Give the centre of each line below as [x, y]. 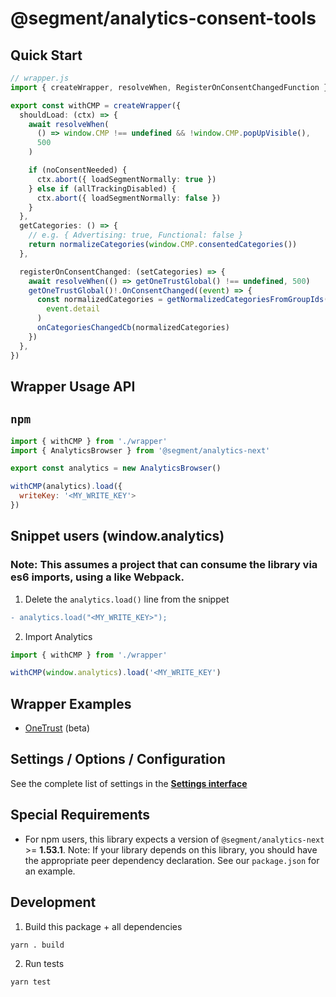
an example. [50, 871]
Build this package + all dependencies [103, 926]
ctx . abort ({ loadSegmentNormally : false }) [129, 198]
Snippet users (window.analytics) [117, 536]
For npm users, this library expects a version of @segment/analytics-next [174, 839]
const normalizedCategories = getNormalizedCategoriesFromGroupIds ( [182, 300]
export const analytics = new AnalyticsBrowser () [116, 468]
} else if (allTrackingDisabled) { [102, 188]
